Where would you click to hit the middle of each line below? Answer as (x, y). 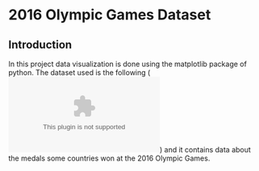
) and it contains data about (206, 150)
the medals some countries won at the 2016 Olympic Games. (109, 158)
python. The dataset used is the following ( (79, 73)
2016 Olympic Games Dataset (110, 15)
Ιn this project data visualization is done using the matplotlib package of (128, 64)
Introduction (40, 45)
